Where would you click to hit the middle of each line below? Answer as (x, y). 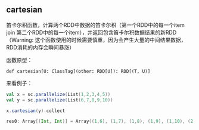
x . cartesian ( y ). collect (36, 111)
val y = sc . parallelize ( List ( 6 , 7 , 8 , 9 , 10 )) (60, 100)
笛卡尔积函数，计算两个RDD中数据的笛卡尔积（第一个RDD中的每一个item (95, 25)
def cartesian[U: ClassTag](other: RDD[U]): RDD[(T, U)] (78, 71)
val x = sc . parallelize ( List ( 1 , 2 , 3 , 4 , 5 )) (58, 94)
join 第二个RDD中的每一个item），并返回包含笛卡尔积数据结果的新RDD (91, 32)
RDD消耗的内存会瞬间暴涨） (41, 47)
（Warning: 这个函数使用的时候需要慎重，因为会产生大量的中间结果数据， (96, 40)
